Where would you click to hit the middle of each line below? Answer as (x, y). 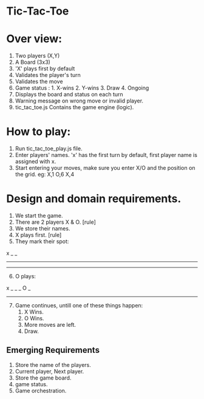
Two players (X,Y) (37, 56)
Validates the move (39, 82)
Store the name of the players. (53, 364)
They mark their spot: (42, 241)
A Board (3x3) (32, 62)
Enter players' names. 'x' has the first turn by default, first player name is (106, 155)
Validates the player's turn (48, 75)
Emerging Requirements (53, 350)
